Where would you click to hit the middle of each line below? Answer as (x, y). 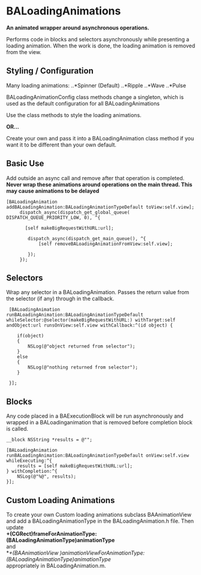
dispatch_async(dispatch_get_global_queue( (75, 212)
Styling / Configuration (50, 71)
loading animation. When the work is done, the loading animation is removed (101, 46)
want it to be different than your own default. (61, 145)
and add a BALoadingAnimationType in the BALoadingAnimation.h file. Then (100, 521)
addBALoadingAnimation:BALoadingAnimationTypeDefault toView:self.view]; (100, 207)
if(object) (31, 336)
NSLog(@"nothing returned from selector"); (83, 367)
